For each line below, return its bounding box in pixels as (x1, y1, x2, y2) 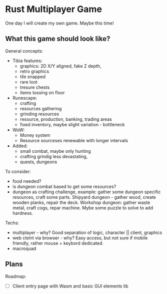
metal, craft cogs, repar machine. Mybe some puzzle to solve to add (12, 204, 153, 211)
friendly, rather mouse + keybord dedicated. (12, 240, 104, 246)
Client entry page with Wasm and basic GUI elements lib (12, 283, 128, 289)
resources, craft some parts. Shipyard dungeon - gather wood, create (12, 194, 156, 200)
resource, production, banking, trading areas (19, 116, 112, 122)
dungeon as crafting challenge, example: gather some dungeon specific (12, 189, 161, 195)
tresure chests (19, 84, 50, 90)
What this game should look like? (5, 35, 110, 43)
